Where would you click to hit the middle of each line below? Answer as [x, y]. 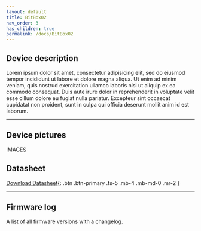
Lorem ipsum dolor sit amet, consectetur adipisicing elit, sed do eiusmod [96, 72]
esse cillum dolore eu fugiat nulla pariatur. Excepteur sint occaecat [88, 98]
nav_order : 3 [22, 23]
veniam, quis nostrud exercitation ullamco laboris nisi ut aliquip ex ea [91, 85]
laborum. [17, 111]
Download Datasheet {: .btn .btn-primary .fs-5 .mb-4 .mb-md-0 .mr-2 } [93, 183]
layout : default [26, 12]
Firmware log [31, 207]
